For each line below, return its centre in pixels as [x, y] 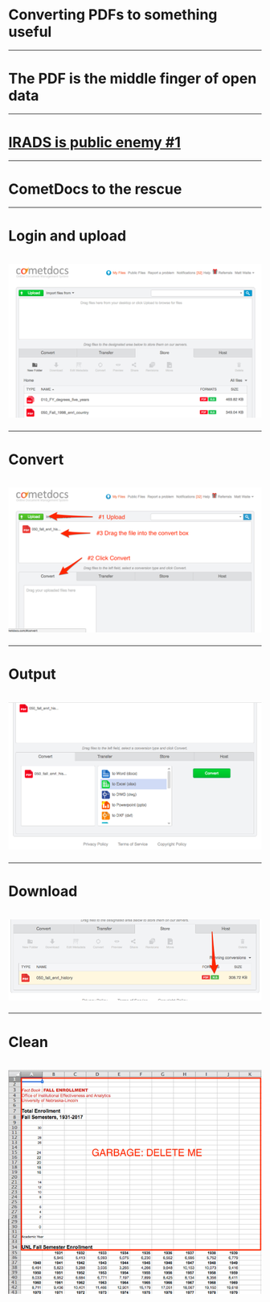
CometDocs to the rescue [95, 189]
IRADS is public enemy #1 [94, 143]
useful [30, 32]
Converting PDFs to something [113, 15]
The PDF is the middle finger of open [133, 79]
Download [43, 891]
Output [32, 674]
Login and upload [67, 236]
